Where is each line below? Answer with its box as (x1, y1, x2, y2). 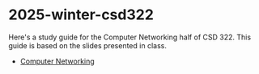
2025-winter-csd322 (8, 6, 154, 24)
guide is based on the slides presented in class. (8, 40, 168, 50)
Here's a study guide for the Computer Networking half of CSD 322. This (8, 32, 252, 42)
